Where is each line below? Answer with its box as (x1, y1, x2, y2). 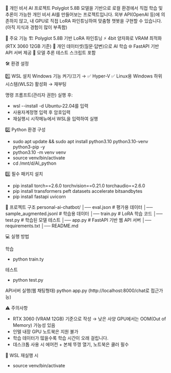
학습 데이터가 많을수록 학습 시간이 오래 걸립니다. (12, 335, 109, 341)
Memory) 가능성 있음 (12, 322, 56, 328)
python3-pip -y (12, 144, 45, 150)
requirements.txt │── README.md (5, 223, 78, 229)
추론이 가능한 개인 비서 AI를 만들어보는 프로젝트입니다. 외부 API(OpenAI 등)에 (5, 11, 160, 17)
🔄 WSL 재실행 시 (5, 352, 39, 358)
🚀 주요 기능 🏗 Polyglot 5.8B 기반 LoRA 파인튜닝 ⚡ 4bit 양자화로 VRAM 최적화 (5, 35, 162, 41)
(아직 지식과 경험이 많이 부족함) (5, 24, 68, 30)
